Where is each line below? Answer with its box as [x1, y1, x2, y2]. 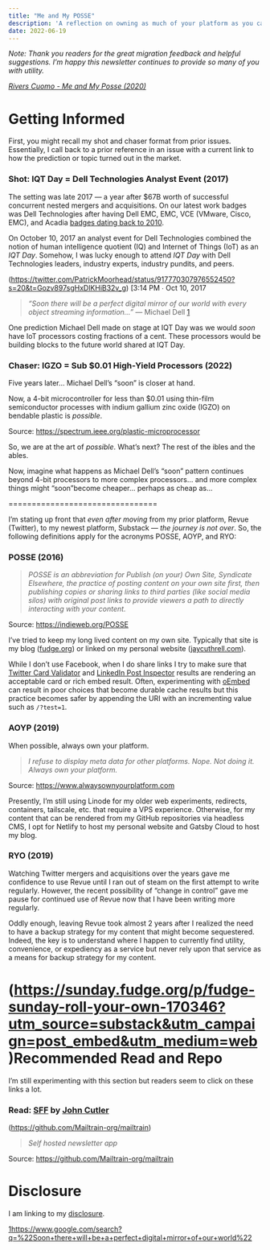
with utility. [8, 66, 44, 76]
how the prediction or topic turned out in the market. [8, 154, 182, 163]
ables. [8, 450, 29, 460]
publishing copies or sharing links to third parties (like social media [27, 587, 251, 596]
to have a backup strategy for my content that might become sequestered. [8, 926, 255, 936]
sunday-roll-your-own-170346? [8, 997, 227, 1016]
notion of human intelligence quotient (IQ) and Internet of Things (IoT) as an [8, 241, 259, 251]
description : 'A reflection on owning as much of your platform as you [8, 19, 253, 27]
